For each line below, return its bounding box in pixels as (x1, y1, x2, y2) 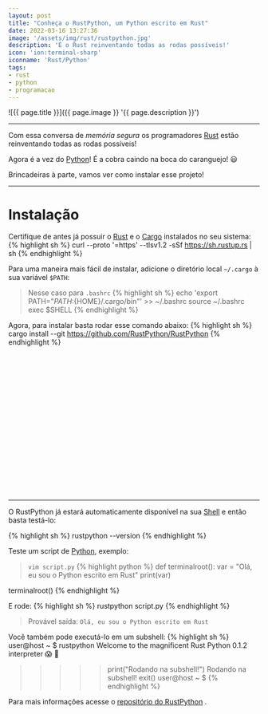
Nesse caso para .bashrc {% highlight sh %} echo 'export (27, 288, 218, 298)
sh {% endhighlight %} (8, 249, 83, 258)
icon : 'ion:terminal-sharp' (8, 49, 102, 57)
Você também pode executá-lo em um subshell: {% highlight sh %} (8, 632, 230, 642)
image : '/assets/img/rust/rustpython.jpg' (8, 34, 152, 42)
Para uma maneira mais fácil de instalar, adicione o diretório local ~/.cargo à (8, 264, 259, 274)
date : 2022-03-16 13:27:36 (8, 26, 98, 34)
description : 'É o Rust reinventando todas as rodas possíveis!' (8, 41, 230, 49)
